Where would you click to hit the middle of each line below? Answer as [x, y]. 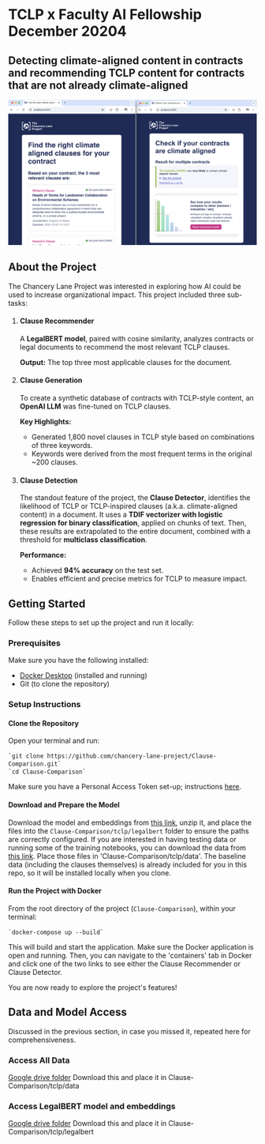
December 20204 [67, 31]
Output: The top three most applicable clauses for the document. [126, 362]
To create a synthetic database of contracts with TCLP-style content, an [136, 398]
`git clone [26, 756]
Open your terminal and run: [54, 741]
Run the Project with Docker [55, 891]
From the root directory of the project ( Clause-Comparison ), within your [122, 908]
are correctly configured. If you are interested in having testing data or [122, 839]
